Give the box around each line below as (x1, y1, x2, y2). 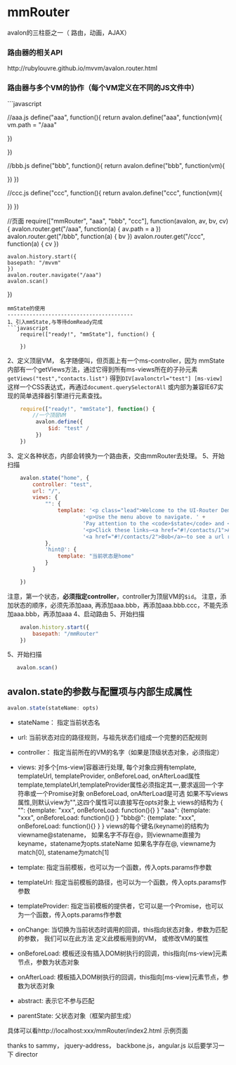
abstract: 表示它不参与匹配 (17, 996, 95, 1005)
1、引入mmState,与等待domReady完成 (7, 318, 103, 325)
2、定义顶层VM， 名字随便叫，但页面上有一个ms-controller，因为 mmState (7, 356, 225, 365)
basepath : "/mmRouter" (32, 630, 99, 637)
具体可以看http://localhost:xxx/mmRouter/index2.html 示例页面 (7, 1026, 188, 1035)
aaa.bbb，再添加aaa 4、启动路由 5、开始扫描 (13, 609, 145, 618)
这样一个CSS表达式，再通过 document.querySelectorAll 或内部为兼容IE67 (7, 382, 218, 391)
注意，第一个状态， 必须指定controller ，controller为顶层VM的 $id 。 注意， (7, 592, 221, 601)
